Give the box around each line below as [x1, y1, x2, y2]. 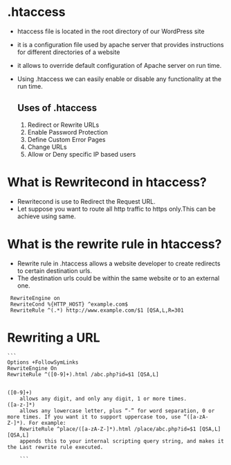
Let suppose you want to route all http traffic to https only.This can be [17, 204, 216, 213]
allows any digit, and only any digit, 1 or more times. [19, 395, 187, 402]
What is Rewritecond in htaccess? [7, 174, 207, 190]
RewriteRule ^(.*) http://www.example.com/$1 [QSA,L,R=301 [10, 306, 185, 314]
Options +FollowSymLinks [7, 358, 79, 366]
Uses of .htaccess [17, 102, 98, 114]
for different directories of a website [17, 48, 120, 56]
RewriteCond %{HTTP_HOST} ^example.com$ [10, 301, 129, 308]
